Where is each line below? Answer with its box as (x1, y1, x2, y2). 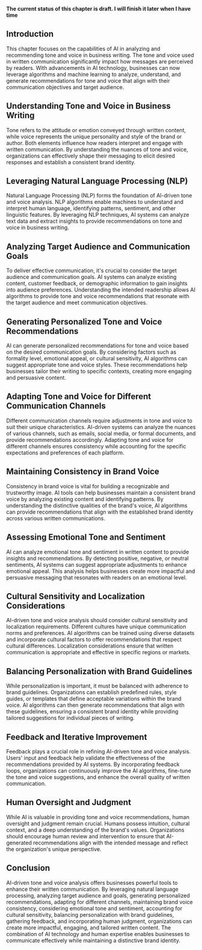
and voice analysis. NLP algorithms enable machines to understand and (6, 199, 184, 206)
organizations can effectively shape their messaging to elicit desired (6, 152, 176, 159)
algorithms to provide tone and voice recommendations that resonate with (6, 293, 189, 300)
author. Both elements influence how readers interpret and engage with (6, 139, 183, 147)
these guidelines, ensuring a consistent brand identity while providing (6, 708, 179, 715)
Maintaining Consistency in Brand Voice (6, 467, 159, 477)
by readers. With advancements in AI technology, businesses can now (6, 64, 180, 71)
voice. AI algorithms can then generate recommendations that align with (6, 701, 185, 709)
